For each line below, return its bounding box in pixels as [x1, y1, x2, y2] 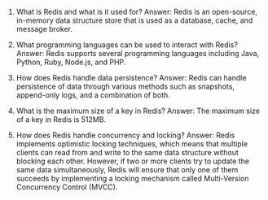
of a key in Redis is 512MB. [15, 115, 107, 124]
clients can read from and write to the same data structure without [15, 148, 239, 157]
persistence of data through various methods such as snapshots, [15, 81, 235, 91]
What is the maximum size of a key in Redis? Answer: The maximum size [15, 106, 261, 115]
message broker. [15, 24, 73, 33]
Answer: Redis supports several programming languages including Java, [15, 49, 260, 58]
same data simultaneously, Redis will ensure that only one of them [15, 165, 239, 174]
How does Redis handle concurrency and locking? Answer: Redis [15, 130, 235, 140]
